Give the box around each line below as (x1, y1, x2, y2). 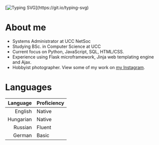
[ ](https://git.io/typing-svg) (5, 5, 89, 10)
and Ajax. (12, 59, 32, 65)
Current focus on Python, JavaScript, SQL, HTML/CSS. (12, 48, 124, 54)
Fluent (37, 124, 51, 131)
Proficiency (37, 99, 65, 106)
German (13, 132, 32, 139)
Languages (5, 82, 52, 93)
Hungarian (7, 116, 32, 123)
